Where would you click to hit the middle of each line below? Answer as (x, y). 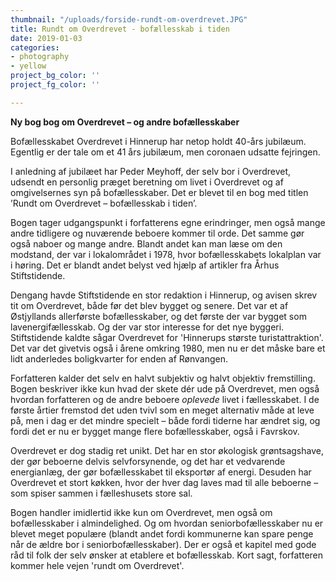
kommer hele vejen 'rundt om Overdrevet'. (97, 565)
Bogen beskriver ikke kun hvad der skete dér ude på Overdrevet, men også (165, 388)
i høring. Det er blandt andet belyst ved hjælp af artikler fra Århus (145, 265)
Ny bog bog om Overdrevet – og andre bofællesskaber (125, 122)
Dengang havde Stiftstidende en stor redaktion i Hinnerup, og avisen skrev (164, 295)
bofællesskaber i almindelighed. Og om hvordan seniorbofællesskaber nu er (167, 523)
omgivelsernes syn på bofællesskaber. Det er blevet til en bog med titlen (159, 192)
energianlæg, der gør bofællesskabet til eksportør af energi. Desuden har (161, 472)
